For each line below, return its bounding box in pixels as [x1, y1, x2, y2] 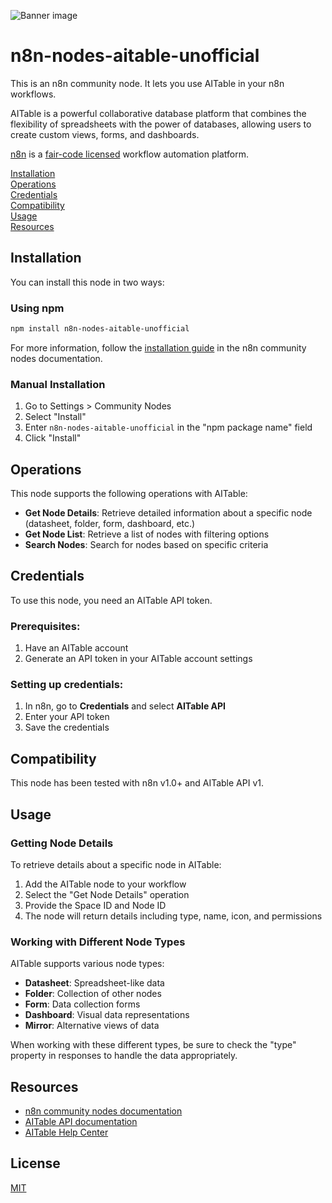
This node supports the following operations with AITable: [10, 488, 248, 500]
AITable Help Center [24, 1126, 109, 1139]
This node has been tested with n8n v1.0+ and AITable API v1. [10, 777, 265, 789]
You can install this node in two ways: [10, 276, 165, 288]
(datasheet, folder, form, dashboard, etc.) [24, 518, 196, 530]
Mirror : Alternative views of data [24, 1020, 160, 1032]
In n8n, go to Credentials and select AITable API [24, 700, 227, 712]
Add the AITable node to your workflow [24, 878, 187, 890]
